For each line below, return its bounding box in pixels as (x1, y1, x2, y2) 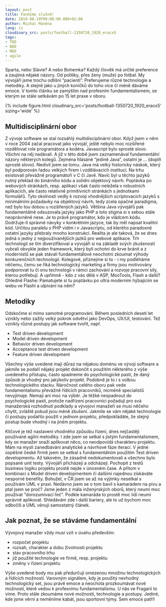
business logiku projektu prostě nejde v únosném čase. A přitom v (5, 465, 140, 471)
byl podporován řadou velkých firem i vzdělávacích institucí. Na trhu (5, 167, 145, 173)
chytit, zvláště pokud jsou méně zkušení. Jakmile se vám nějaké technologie (5, 408, 161, 414)
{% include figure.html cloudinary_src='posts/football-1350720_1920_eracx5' (5, 102, 162, 109)
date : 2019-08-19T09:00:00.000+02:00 (5, 16, 83, 21)
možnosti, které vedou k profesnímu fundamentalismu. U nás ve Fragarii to (5, 585, 158, 592)
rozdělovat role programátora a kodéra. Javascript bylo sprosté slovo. (5, 146, 148, 152)
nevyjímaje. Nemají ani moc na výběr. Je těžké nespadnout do (5, 393, 132, 399)
